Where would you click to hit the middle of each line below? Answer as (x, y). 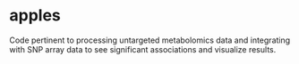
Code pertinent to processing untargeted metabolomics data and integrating (150, 40)
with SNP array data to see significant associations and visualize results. (143, 49)
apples (35, 16)
